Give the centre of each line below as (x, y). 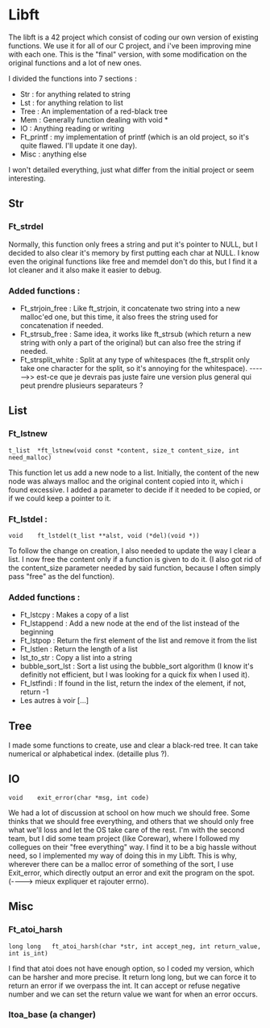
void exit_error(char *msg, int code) (79, 797)
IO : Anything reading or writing (72, 128)
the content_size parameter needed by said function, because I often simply (135, 568)
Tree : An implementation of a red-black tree (93, 111)
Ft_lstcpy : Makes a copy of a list (74, 615)
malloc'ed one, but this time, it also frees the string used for (119, 317)
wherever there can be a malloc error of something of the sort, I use (121, 864)
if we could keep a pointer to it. (60, 498)
